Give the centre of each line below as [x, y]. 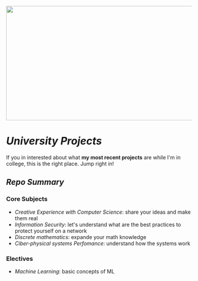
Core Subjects [27, 199]
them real [26, 218]
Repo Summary [35, 182]
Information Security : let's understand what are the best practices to [98, 224]
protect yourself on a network [51, 231]
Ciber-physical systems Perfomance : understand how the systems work [102, 243]
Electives [20, 259]
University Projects [54, 141]
